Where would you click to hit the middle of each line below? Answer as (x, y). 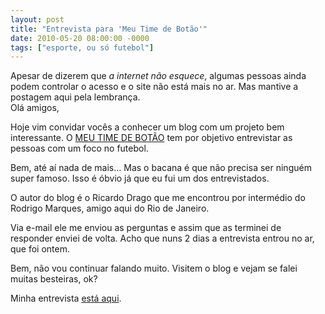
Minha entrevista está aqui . (66, 298)
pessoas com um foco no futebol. (79, 148)
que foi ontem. (40, 249)
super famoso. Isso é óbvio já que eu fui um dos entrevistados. (140, 178)
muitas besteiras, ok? (54, 279)
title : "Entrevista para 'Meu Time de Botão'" (109, 29)
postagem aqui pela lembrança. (75, 97)
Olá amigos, (35, 108)
